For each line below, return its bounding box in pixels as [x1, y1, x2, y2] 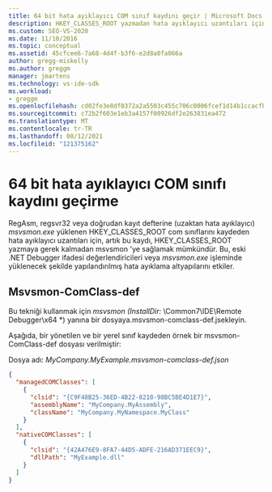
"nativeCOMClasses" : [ [15, 430, 92, 439]
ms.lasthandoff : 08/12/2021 [8, 132, 104, 140]
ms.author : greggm [8, 65, 70, 73]
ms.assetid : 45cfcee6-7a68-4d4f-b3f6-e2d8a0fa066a [8, 49, 183, 57]
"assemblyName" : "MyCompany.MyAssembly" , [29, 401, 172, 409]
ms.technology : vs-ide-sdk [8, 79, 100, 87]
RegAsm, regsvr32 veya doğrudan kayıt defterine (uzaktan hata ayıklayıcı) [8, 218, 255, 228]
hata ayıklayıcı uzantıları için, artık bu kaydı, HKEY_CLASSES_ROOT [8, 235, 232, 245]
